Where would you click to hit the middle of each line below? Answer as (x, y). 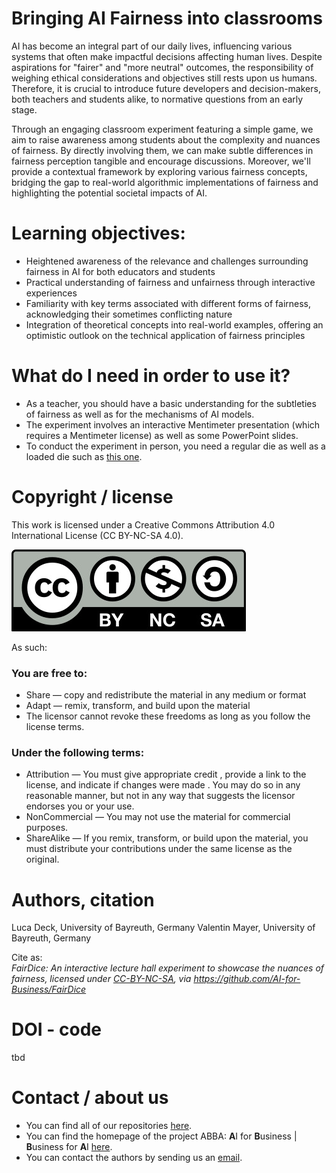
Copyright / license (92, 497)
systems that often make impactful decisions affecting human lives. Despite (167, 56)
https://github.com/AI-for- (247, 979)
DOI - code (56, 1029)
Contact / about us (90, 1098)
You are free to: (49, 673)
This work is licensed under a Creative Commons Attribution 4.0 (143, 524)
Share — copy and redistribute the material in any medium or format (166, 695)
